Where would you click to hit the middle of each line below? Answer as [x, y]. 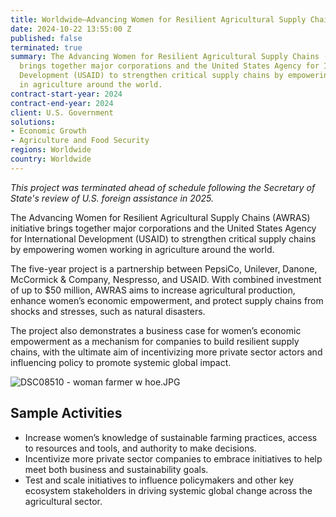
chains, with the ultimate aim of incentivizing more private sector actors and [166, 352]
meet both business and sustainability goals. [116, 469]
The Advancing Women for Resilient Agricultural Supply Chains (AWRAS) [160, 217]
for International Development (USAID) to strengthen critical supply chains [163, 238]
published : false [46, 38]
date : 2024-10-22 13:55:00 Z [71, 29]
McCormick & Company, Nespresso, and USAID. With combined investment [166, 279]
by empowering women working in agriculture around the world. [142, 249]
